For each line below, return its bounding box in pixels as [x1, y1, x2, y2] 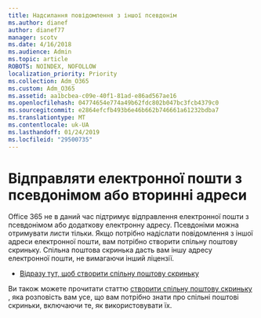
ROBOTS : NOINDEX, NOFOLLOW [8, 63, 96, 71]
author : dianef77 [8, 26, 65, 34]
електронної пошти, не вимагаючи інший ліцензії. [8, 254, 175, 263]
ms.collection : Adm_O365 [8, 77, 89, 85]
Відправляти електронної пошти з [8, 170, 243, 187]
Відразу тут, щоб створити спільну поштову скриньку [19, 269, 200, 279]
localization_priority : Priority [8, 70, 118, 78]
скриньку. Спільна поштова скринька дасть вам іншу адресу [8, 245, 213, 255]
